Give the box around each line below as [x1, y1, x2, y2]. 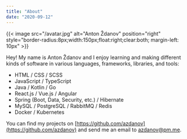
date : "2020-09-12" [6, 14, 54, 20]
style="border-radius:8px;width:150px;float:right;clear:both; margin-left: [6, 36, 179, 43]
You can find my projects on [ [6, 120, 77, 127]
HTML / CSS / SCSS [14, 71, 63, 78]
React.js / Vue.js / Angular [14, 90, 77, 97]
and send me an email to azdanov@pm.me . [77, 126, 182, 133]
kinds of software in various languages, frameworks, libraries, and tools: [6, 60, 179, 67]
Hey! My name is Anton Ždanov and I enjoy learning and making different [6, 54, 182, 61]
